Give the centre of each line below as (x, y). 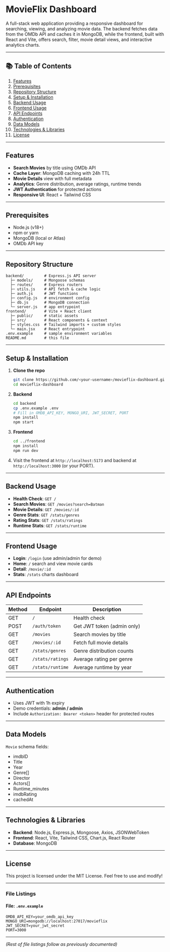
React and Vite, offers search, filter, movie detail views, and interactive (79, 40)
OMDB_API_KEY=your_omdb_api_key (40, 917)
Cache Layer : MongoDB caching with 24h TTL (62, 173)
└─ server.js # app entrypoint (45, 307)
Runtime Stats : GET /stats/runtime (50, 525)
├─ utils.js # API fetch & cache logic (55, 289)
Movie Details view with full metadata (52, 178)
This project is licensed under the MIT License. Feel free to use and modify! (84, 876)
